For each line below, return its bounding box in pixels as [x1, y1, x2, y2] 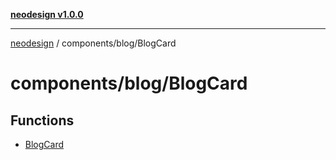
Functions [10, 112, 75, 129]
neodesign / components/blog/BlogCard [10, 37, 177, 49]
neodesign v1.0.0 [10, 9, 84, 20]
